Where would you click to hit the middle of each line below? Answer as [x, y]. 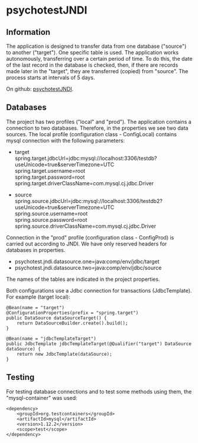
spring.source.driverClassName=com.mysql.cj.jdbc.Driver [85, 226]
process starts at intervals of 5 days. [51, 78]
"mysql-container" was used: [42, 398]
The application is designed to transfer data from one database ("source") [96, 46]
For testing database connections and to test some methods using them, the [99, 391]
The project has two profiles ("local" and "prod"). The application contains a [99, 122]
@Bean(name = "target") [35, 307]
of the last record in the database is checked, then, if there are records [92, 65]
